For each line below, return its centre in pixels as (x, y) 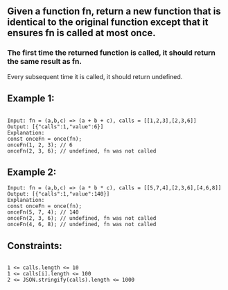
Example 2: (32, 172)
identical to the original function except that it (108, 23)
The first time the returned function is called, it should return (112, 53)
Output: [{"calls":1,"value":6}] (55, 127)
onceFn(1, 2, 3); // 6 (40, 145)
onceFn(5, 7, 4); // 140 (43, 212)
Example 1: (31, 99)
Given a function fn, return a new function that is (114, 11)
